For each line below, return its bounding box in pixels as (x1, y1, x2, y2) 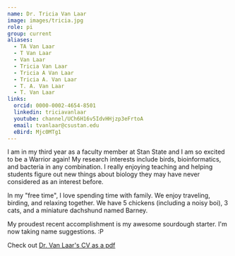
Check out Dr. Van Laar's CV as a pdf (7, 241, 116, 250)
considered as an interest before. (7, 178, 104, 186)
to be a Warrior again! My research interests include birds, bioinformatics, (7, 155, 222, 164)
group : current (7, 30, 52, 37)
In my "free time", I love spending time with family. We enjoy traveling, (7, 191, 210, 200)
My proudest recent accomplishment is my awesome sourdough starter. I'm (7, 220, 228, 228)
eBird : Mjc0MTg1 (13, 128, 61, 135)
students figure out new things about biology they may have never (7, 170, 200, 178)
